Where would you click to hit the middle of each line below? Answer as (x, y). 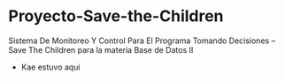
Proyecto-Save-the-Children (116, 16)
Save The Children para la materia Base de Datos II (101, 49)
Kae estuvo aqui (50, 67)
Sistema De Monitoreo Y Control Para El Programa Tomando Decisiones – (142, 40)
